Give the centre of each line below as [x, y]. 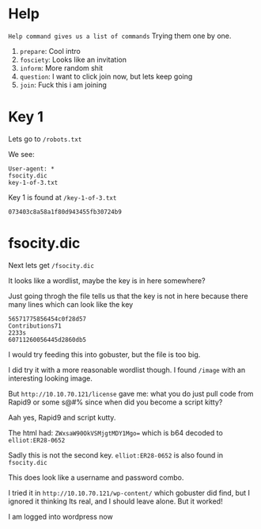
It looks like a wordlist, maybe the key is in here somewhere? [107, 280]
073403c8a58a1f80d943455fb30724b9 [65, 212]
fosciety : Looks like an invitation [73, 59]
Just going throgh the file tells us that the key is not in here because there [128, 296]
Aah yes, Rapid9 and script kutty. [62, 417]
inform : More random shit [61, 67]
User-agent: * [32, 169]
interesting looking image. [50, 378]
